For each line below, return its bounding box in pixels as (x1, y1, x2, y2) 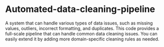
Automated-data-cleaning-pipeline (5, 3, 155, 15)
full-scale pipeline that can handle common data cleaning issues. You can (5, 30, 158, 36)
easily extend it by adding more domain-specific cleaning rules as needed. (5, 36, 159, 42)
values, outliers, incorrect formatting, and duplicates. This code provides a (5, 25, 159, 31)
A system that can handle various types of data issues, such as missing (5, 20, 153, 26)
